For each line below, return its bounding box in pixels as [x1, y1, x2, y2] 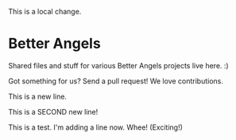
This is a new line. [8, 91, 68, 101]
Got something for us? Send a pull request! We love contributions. [8, 76, 224, 86]
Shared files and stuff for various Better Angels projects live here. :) [8, 60, 229, 70]
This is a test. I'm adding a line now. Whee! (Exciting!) [8, 122, 183, 132]
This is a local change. [8, 7, 82, 16]
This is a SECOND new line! [8, 107, 99, 116]
